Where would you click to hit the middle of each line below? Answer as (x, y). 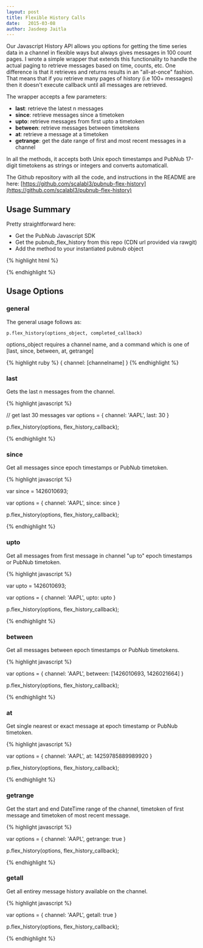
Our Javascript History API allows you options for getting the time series (97, 46)
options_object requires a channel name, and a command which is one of (98, 344)
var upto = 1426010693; (36, 586)
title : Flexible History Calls (46, 18)
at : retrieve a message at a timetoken (61, 134)
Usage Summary (39, 209)
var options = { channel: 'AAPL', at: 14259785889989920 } (79, 756)
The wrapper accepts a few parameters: (57, 97)
